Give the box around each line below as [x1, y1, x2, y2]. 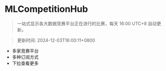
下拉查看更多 [12, 60, 39, 66]
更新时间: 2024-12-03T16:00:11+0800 [17, 37, 96, 43]
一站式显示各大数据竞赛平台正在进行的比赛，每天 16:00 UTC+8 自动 [17, 20, 157, 26]
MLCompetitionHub [5, 3, 88, 15]
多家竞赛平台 [12, 48, 39, 54]
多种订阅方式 [12, 54, 39, 60]
